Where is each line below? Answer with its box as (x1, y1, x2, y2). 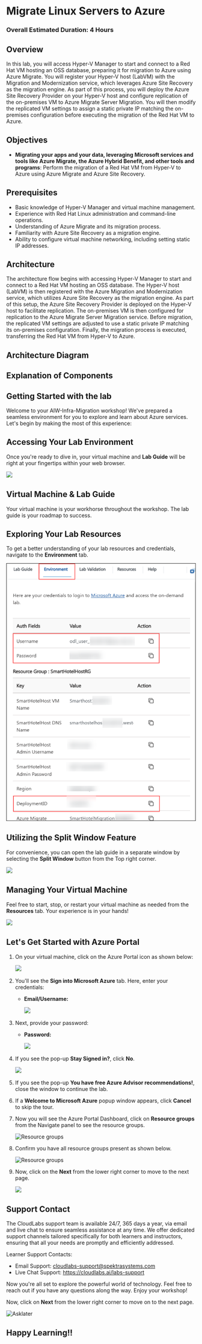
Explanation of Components (6, 371, 113, 381)
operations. (14, 216, 44, 224)
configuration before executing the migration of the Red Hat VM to (30, 111, 195, 118)
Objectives (6, 135, 48, 145)
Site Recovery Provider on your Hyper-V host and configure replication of (6, 92, 188, 99)
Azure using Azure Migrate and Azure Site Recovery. (14, 170, 145, 177)
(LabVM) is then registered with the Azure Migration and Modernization (6, 288, 183, 295)
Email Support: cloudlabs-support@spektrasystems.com (14, 1262, 156, 1269)
